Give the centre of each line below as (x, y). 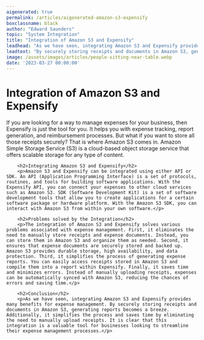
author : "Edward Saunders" (40, 29)
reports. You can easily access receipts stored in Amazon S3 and (92, 262)
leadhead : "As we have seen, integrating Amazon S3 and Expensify (92, 46)
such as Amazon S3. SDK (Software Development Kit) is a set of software (102, 193)
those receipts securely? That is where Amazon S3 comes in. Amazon (93, 142)
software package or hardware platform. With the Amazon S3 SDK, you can (102, 203)
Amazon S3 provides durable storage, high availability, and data (92, 251)
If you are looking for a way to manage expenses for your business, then (97, 123)
